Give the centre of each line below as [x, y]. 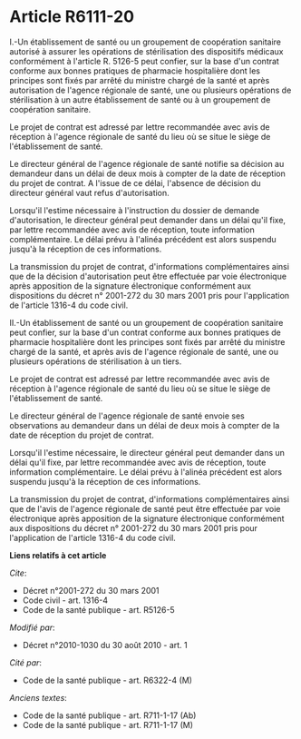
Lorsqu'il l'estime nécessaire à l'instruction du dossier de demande [135, 210]
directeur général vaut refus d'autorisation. [89, 192]
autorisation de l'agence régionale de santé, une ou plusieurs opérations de [150, 90]
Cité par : [26, 662]
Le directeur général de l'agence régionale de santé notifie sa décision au [147, 163]
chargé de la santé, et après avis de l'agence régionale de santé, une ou [144, 351]
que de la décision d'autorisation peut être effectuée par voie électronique [148, 276]
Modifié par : [33, 627]
